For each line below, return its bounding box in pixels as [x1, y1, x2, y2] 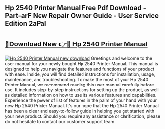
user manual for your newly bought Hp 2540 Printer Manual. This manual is [5, 61, 158, 66]
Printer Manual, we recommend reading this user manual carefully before [5, 82, 154, 87]
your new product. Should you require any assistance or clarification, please [5, 113, 161, 119]
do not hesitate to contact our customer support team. [5, 119, 116, 124]
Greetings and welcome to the [90, 55, 152, 61]
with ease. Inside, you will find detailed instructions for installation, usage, [5, 71, 156, 77]
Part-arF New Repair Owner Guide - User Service [5, 12, 159, 20]
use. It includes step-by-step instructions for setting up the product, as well [5, 87, 159, 93]
